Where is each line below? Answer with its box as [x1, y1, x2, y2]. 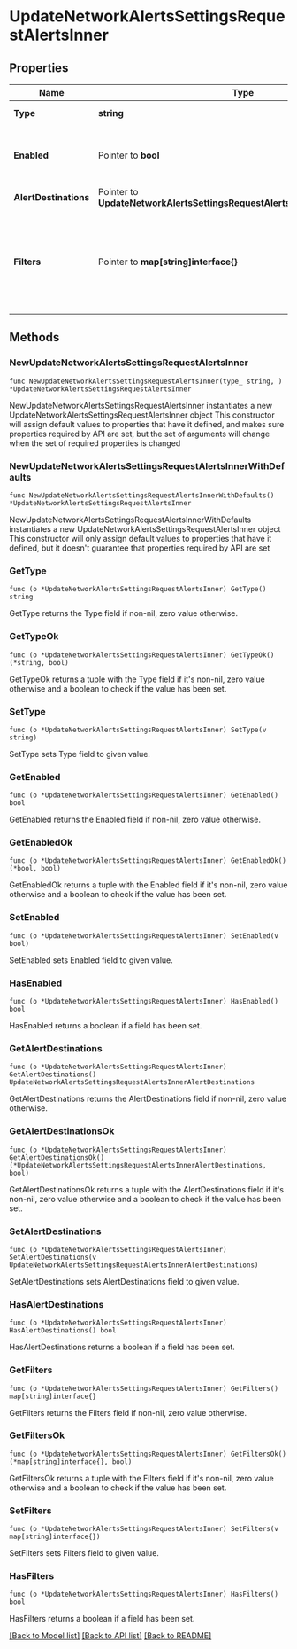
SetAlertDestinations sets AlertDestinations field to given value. [9, 1276, 240, 1286]
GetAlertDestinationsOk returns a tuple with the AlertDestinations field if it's [9, 1184, 285, 1194]
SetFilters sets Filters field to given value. [9, 1548, 159, 1559]
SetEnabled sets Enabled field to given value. [9, 955, 174, 965]
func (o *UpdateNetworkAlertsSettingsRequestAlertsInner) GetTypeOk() [9, 650, 275, 660]
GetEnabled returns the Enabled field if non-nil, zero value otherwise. [9, 814, 261, 825]
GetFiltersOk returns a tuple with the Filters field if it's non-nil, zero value [9, 1473, 274, 1483]
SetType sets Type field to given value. [9, 748, 150, 759]
